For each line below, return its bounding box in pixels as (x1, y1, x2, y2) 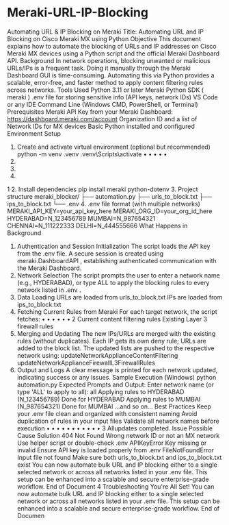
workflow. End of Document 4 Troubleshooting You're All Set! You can (16, 482, 215, 491)
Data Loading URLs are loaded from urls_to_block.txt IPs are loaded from (16, 293, 223, 301)
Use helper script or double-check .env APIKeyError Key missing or (16, 439, 207, 447)
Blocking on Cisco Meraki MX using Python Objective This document (7, 34, 202, 42)
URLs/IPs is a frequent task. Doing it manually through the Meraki (7, 64, 191, 72)
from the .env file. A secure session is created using (16, 249, 164, 258)
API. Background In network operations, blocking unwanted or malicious (7, 56, 211, 64)
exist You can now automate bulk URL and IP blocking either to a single (16, 461, 217, 469)
